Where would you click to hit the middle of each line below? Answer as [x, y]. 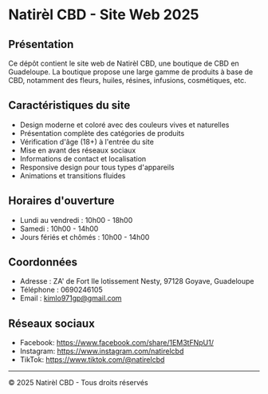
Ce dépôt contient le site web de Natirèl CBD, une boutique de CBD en [124, 63]
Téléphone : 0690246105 [61, 290]
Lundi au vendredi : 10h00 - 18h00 [76, 220]
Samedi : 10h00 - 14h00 [59, 229]
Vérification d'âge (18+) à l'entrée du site [87, 141]
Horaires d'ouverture [61, 201]
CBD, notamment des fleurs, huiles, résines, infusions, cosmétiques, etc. [127, 80]
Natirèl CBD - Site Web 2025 [104, 15]
